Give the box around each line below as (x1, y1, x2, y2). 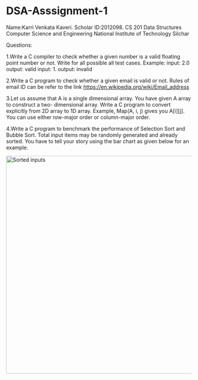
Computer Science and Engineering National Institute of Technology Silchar (6, 30, 190, 37)
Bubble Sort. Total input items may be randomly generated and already (6, 131, 178, 139)
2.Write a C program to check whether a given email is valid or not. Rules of (6, 77, 190, 84)
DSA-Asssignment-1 (6, 4, 108, 18)
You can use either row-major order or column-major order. (6, 114, 150, 121)
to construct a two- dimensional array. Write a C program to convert (6, 101, 171, 108)
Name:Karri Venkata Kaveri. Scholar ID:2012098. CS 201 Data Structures (6, 24, 181, 31)
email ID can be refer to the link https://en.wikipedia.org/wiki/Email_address (6, 83, 190, 90)
